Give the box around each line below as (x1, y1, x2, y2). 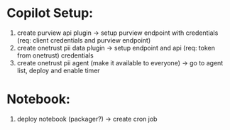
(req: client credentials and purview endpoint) (16, 36, 150, 44)
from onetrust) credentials (16, 51, 94, 60)
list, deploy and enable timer (16, 66, 100, 75)
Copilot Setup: (6, 5, 94, 21)
